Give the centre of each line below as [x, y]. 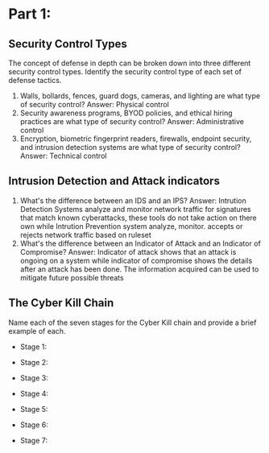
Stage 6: [34, 425]
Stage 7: [34, 440]
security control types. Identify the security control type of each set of [125, 72]
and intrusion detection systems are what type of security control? [130, 147]
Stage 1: [33, 347]
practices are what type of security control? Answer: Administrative [132, 121]
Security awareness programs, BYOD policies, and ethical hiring [126, 113]
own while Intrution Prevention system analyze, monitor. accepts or [131, 226]
